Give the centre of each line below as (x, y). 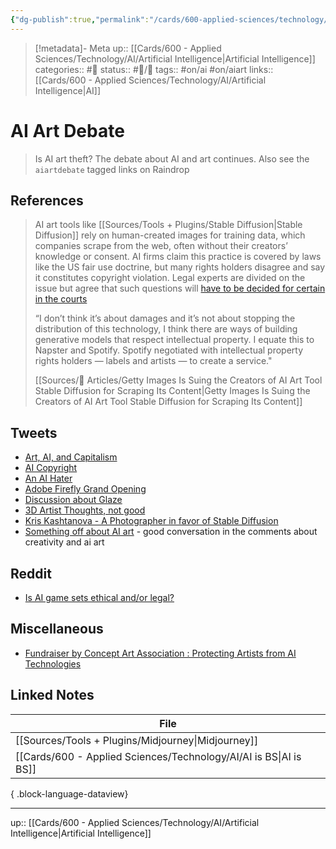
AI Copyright (51, 468)
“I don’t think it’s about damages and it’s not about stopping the (165, 318)
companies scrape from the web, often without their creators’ (161, 246)
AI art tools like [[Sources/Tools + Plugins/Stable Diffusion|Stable (168, 225)
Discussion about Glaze (73, 500)
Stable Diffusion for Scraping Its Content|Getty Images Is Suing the (172, 391)
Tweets (34, 432)
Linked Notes (52, 695)
